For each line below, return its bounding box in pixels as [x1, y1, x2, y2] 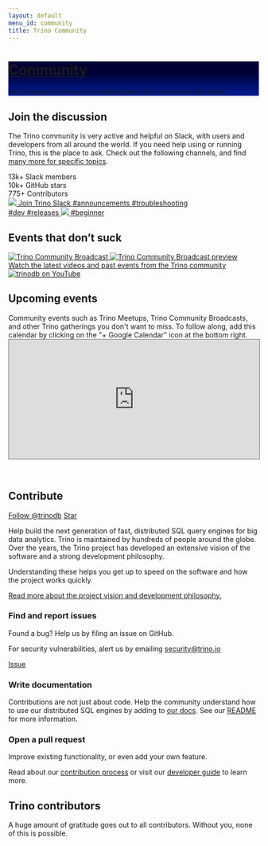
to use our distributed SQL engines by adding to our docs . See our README [8, 706, 257, 715]
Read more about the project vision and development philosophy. [8, 591, 222, 600]
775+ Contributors [8, 189, 69, 199]
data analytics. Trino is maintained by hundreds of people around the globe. [8, 534, 257, 544]
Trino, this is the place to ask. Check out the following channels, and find [8, 148, 247, 158]
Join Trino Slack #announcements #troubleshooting [17, 198, 188, 208]
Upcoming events [8, 292, 98, 306]
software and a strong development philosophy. [8, 551, 165, 561]
